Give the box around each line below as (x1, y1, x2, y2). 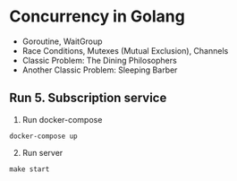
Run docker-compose (21, 114, 103, 125)
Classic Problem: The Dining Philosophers (21, 55, 177, 65)
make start (9, 164, 50, 174)
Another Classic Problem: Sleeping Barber (21, 65, 178, 75)
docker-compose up (9, 132, 78, 141)
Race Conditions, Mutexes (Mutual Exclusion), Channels (21, 45, 229, 56)
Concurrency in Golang (9, 6, 185, 27)
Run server (21, 147, 63, 158)
